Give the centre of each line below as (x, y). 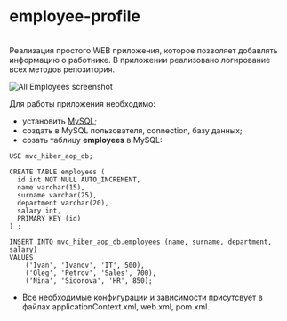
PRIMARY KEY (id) (49, 218)
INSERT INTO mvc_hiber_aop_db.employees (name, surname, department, (141, 242)
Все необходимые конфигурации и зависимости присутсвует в (143, 297)
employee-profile (75, 16)
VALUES (21, 257)
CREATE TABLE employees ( (57, 172)
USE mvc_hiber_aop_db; (51, 156)
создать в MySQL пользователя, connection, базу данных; (132, 130)
